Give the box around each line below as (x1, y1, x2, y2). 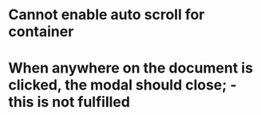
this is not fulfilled (8, 93, 130, 111)
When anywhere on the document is (8, 59, 254, 77)
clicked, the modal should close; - (8, 76, 237, 94)
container (8, 22, 74, 41)
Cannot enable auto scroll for (8, 6, 205, 24)
